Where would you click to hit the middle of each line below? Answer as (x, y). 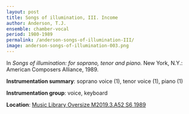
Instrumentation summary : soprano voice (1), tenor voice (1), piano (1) (95, 81)
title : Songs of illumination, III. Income (62, 18)
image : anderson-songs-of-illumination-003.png (68, 46)
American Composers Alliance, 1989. (53, 69)
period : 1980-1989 (29, 35)
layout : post (23, 12)
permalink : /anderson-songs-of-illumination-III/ (70, 40)
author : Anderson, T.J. (36, 23)
